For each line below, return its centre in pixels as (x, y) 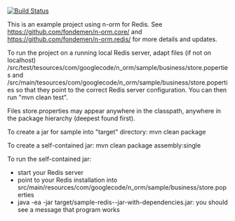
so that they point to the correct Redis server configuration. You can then (121, 90)
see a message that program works (69, 209)
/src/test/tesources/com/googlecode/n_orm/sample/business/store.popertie (118, 67)
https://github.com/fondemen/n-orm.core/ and (75, 32)
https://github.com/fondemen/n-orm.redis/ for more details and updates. (112, 39)
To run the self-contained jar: (49, 159)
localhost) (22, 60)
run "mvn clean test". (38, 97)
